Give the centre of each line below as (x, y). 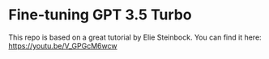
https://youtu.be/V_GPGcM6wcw (63, 45)
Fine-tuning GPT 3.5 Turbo (100, 15)
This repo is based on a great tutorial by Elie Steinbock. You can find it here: (135, 37)
